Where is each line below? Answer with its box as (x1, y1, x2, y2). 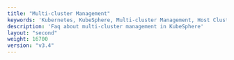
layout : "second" (7, 29, 58, 37)
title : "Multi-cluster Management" (7, 10, 111, 17)
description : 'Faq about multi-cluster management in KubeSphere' (7, 23, 204, 30)
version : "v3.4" (7, 42, 54, 49)
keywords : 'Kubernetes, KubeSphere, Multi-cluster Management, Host (7, 17, 210, 23)
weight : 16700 (7, 36, 49, 43)
